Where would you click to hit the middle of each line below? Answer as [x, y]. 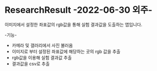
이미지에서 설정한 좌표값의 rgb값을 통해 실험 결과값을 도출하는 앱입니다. [74, 24]
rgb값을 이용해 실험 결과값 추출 [42, 57]
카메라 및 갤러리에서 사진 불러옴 [42, 45]
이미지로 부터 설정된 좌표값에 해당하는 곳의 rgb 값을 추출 [66, 51]
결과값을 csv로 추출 [31, 64]
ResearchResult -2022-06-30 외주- [78, 10]
